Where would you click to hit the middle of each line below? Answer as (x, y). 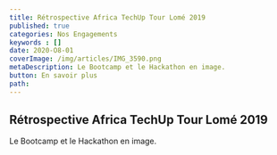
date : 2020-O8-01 (42, 51)
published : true (39, 26)
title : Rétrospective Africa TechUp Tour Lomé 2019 (107, 17)
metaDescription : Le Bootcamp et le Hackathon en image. (118, 68)
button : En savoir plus (54, 76)
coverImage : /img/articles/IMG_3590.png (86, 59)
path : (19, 84)
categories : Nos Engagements (63, 34)
